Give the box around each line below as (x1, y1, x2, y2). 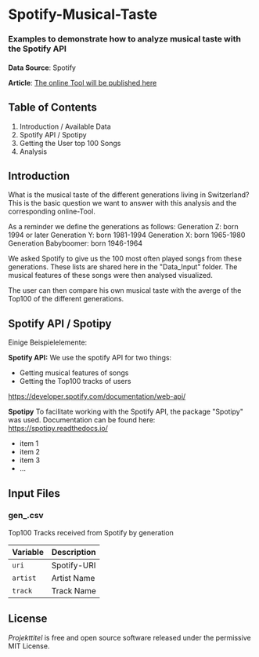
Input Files (8, 487, 60, 500)
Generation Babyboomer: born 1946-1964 (8, 239, 143, 248)
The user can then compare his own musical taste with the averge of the (8, 286, 242, 295)
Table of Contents (8, 100, 98, 115)
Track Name (51, 585, 96, 596)
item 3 (19, 455, 41, 465)
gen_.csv (8, 510, 45, 521)
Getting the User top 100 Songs (19, 138, 121, 148)
